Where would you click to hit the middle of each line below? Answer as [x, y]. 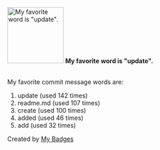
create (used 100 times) [52, 110]
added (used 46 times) [51, 118]
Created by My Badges [40, 139]
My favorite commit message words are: [66, 82]
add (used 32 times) [47, 125]
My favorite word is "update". [109, 61]
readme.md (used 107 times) [59, 103]
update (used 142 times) [53, 95]
